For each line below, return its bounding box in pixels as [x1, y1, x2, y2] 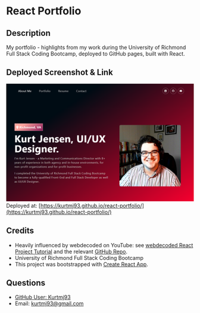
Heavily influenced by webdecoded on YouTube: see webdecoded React [14, 241, 193, 248]
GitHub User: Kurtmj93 [14, 294, 71, 301]
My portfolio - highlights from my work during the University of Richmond [6, 44, 186, 51]
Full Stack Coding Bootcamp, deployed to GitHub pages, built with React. [6, 50, 186, 57]
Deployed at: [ [6, 202, 41, 209]
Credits [6, 226, 35, 236]
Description [6, 28, 51, 38]
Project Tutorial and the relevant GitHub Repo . [14, 248, 128, 255]
